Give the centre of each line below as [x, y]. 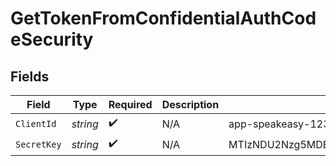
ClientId [36, 123]
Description [190, 104]
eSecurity [52, 39]
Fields [30, 76]
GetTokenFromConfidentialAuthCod [163, 18]
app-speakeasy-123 [279, 124]
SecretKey [38, 144]
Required [130, 104]
